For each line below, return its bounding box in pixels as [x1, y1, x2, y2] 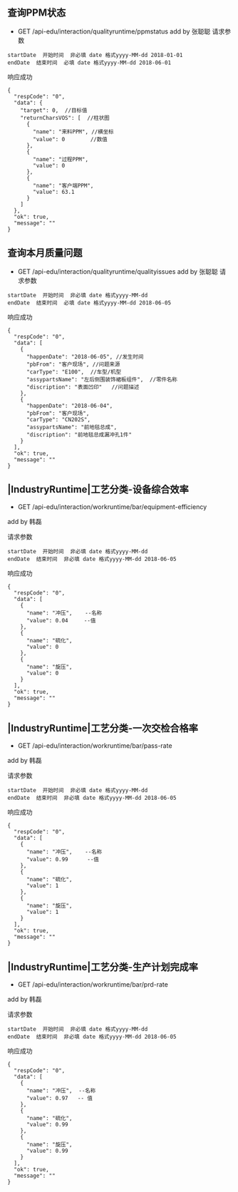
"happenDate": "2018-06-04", [26, 402, 113, 409]
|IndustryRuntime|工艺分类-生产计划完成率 [7, 961, 198, 973]
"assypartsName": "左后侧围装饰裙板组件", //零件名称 [26, 376, 178, 383]
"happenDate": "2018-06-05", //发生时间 [26, 353, 144, 360]
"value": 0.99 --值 [26, 856, 100, 863]
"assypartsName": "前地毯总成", [26, 423, 118, 431]
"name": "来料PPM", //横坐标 [33, 128, 114, 135]
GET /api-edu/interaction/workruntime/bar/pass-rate [17, 741, 172, 750]
